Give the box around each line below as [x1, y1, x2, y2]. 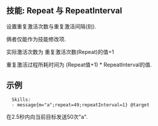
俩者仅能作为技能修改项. [6, 35, 66, 43]
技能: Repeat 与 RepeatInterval [6, 5, 122, 16]
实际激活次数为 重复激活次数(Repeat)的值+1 [6, 48, 115, 55]
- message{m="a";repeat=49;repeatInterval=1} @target [11, 101, 150, 108]
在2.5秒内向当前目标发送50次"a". [6, 113, 88, 120]
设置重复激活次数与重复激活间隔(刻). [6, 23, 96, 30]
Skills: [11, 97, 31, 103]
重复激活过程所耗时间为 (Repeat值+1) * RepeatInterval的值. [6, 61, 152, 68]
